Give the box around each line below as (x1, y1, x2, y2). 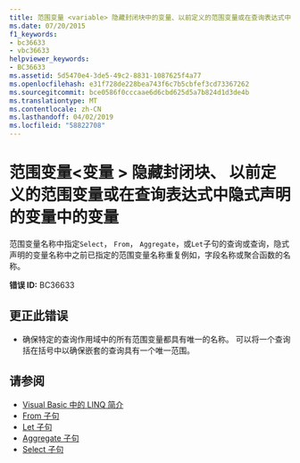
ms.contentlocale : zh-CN (9, 105, 102, 114)
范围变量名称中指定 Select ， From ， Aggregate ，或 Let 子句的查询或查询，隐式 (9, 238, 290, 248)
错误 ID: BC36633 (9, 279, 75, 290)
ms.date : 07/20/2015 (9, 21, 87, 30)
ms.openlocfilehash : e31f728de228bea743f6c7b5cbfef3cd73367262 (9, 80, 250, 88)
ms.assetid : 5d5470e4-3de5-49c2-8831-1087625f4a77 (9, 72, 202, 80)
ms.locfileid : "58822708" (9, 122, 105, 130)
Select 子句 (21, 443, 64, 454)
